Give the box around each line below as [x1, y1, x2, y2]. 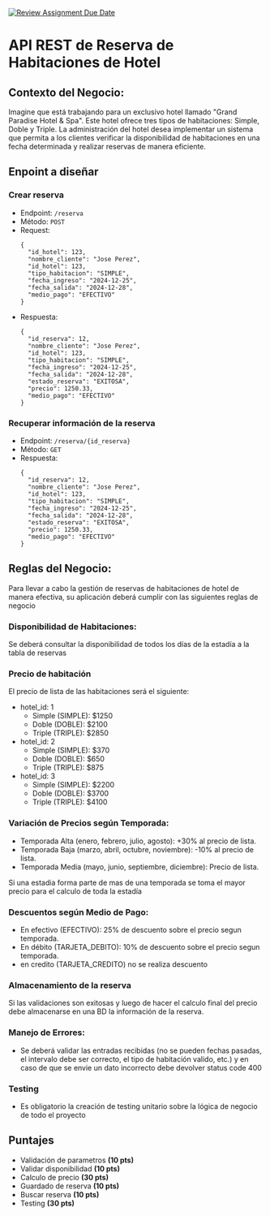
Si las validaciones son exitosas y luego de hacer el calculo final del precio [8, 998, 258, 1008]
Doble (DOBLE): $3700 [32, 788, 109, 799]
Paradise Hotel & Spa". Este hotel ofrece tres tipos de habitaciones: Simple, [8, 116, 259, 125]
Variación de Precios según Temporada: [8, 817, 169, 829]
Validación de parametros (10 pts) [19, 1155, 134, 1165]
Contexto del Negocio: [8, 85, 124, 99]
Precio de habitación [8, 668, 92, 679]
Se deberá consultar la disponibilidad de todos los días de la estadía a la [8, 640, 250, 649]
